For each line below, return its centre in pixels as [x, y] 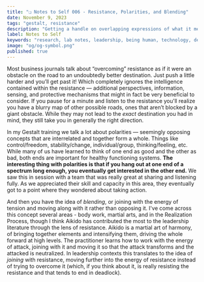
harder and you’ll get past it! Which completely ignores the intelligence [95, 81]
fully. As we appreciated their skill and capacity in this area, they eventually [100, 183]
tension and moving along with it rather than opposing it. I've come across [99, 208]
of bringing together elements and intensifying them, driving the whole [95, 233]
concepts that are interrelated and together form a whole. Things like [93, 138]
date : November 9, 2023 [37, 18]
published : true [27, 52]
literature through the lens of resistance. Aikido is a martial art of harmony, [100, 227]
